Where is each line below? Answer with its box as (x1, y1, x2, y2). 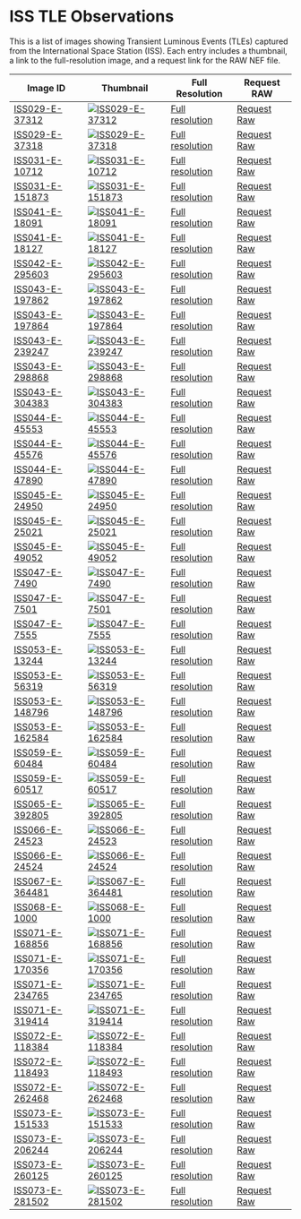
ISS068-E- (13, 900, 63, 913)
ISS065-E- (13, 797, 63, 810)
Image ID (26, 82, 66, 94)
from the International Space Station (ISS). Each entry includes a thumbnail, (9, 45, 288, 56)
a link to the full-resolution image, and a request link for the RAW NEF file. (9, 55, 280, 65)
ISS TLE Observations (9, 6, 175, 27)
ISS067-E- (13, 875, 63, 888)
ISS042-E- (13, 257, 63, 270)
